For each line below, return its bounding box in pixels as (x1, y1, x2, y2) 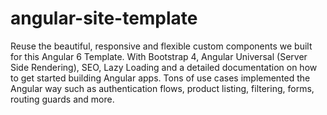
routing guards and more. (10, 93, 115, 105)
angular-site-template (10, 7, 198, 30)
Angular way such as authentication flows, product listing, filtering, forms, (10, 82, 315, 94)
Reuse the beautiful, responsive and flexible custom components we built (10, 40, 313, 52)
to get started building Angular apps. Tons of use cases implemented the (10, 72, 311, 84)
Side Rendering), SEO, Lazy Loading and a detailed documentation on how (10, 61, 318, 73)
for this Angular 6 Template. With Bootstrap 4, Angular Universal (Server (10, 50, 308, 62)
